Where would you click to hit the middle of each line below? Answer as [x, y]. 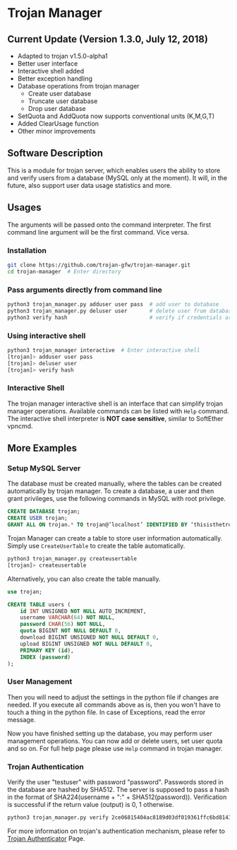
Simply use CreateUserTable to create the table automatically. [96, 546]
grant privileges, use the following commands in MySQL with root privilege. [116, 499]
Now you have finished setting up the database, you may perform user [110, 733]
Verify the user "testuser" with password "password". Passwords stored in [115, 781]
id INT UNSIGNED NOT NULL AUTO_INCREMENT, [83, 611]
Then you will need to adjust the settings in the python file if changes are [113, 697]
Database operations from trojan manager [78, 86]
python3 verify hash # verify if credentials [115, 317]
